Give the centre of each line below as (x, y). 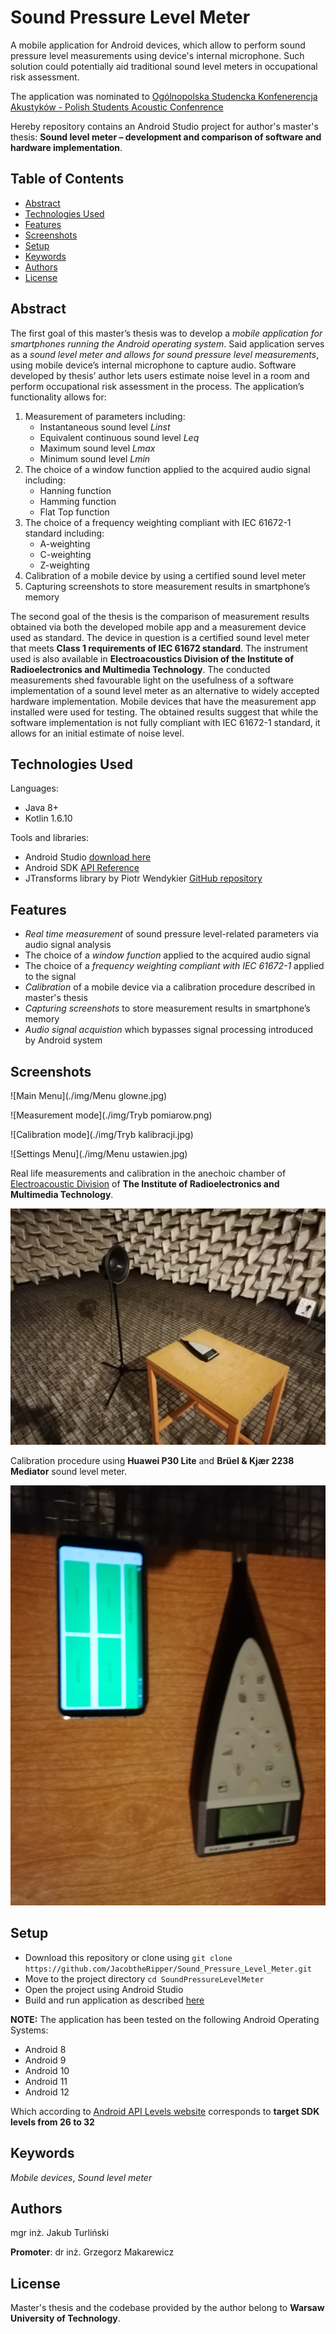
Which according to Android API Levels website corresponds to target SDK (165, 2111)
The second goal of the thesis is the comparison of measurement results (160, 616)
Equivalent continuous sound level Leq (119, 437)
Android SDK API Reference (82, 868)
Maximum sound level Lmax (97, 448)
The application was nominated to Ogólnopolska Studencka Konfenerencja (164, 96)
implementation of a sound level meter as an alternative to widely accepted (165, 690)
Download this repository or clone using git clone (128, 1957)
